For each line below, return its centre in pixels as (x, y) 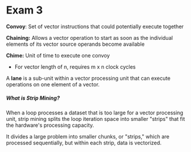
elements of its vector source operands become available (75, 44)
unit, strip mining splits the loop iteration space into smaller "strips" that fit (96, 119)
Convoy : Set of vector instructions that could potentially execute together (95, 26)
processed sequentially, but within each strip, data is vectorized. (84, 143)
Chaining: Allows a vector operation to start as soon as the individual (89, 38)
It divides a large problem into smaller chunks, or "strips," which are (88, 136)
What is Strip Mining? (33, 98)
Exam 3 (24, 10)
